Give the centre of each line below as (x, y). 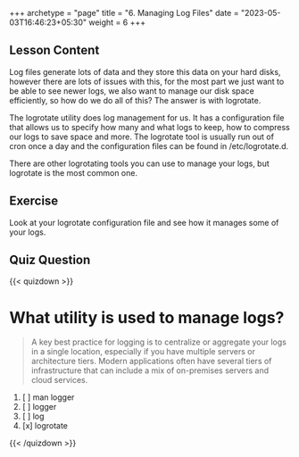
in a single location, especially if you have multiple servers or (143, 352)
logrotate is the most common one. (74, 172)
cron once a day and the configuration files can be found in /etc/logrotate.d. (149, 145)
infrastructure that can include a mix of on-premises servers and (150, 370)
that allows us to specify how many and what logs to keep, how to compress (149, 127)
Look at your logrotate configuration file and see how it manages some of (144, 222)
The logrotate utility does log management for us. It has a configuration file (147, 117)
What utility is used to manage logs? (147, 317)
